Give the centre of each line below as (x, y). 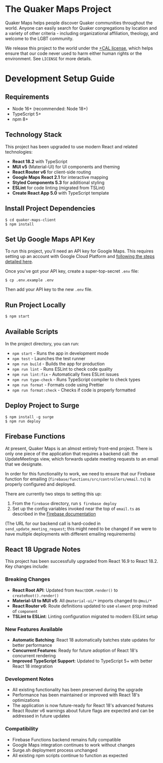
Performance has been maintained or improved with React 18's (76, 695)
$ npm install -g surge (30, 417)
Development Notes (30, 679)
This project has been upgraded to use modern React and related (71, 146)
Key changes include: (27, 566)
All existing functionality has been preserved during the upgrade (78, 690)
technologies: (19, 152)
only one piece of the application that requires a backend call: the (72, 454)
